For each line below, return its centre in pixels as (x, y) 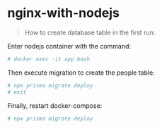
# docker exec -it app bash (49, 59)
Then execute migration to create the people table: (81, 73)
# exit (17, 92)
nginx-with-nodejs (64, 13)
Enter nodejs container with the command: (69, 46)
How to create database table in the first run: (90, 32)
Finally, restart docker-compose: (55, 105)
